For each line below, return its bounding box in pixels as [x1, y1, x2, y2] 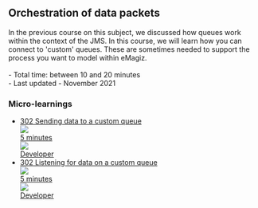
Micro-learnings [8, 98, 73, 109]
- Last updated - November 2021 [8, 78, 116, 88]
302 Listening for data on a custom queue [19, 158, 158, 167]
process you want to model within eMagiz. [8, 53, 147, 62]
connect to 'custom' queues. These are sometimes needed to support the [8, 44, 250, 54]
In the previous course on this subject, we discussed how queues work [8, 27, 241, 37]
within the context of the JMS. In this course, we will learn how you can [8, 36, 243, 45]
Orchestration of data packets [8, 6, 161, 20]
